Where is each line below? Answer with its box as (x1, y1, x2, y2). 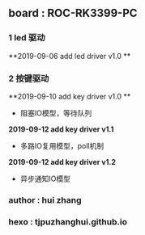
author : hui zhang (8, 194, 83, 205)
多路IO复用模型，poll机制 (19, 141, 104, 150)
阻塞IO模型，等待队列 (19, 108, 92, 118)
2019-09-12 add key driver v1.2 (8, 157, 116, 166)
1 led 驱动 (8, 32, 46, 44)
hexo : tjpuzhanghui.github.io (8, 216, 128, 227)
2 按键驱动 (8, 73, 49, 84)
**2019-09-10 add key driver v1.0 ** (8, 91, 131, 101)
